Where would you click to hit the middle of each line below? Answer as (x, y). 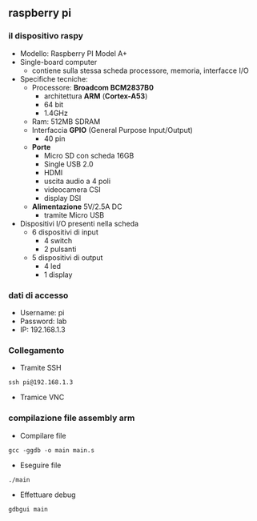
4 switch (58, 240)
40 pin (54, 138)
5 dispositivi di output (67, 257)
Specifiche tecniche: (54, 78)
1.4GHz (56, 113)
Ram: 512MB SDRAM (66, 121)
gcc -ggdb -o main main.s (51, 450)
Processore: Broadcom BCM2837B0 (93, 87)
